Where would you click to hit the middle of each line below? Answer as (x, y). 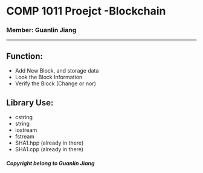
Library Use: (30, 103)
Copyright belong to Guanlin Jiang (50, 163)
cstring (24, 117)
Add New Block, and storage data (57, 71)
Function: (25, 56)
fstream (25, 137)
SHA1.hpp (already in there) (49, 143)
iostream (26, 130)
